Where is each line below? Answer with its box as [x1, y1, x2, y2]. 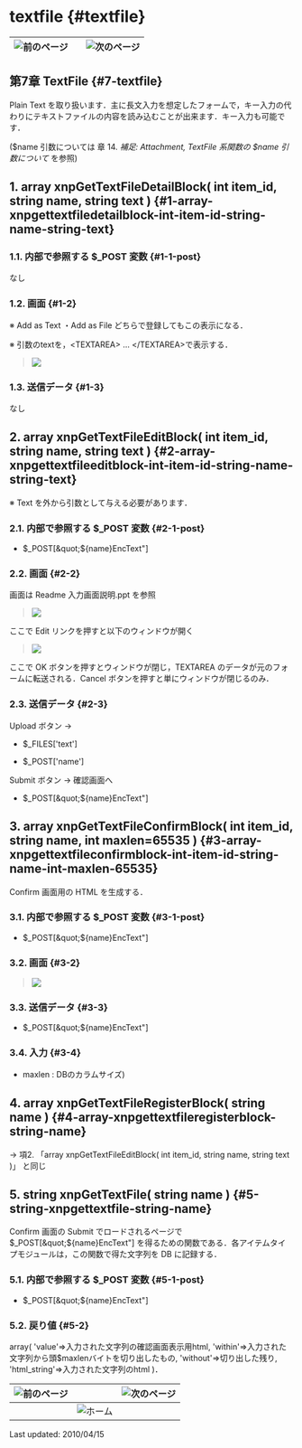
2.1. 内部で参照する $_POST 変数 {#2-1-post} [9, 522, 206, 534]
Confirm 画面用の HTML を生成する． [9, 886, 149, 897]
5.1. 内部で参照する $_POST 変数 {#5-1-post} [9, 1274, 205, 1286]
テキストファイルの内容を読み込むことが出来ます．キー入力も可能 [32, 110, 278, 121]
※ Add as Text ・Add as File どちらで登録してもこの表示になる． [9, 319, 248, 331]
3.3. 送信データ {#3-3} [9, 1001, 108, 1014]
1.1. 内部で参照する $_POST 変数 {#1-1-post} [9, 250, 201, 263]
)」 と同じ [9, 1160, 47, 1171]
